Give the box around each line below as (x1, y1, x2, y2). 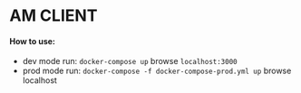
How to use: (9, 35, 56, 46)
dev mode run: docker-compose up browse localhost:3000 (22, 56, 238, 67)
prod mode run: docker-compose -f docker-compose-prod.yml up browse (22, 65, 292, 77)
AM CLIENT (9, 5, 98, 26)
